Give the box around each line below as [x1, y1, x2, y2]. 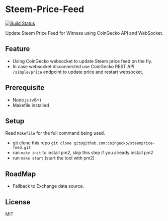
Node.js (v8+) [12, 97, 42, 103]
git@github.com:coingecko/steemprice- [73, 141, 155, 146]
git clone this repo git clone [12, 140, 72, 146]
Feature [5, 44, 30, 53]
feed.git [12, 145, 31, 150]
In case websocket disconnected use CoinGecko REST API [12, 63, 135, 69]
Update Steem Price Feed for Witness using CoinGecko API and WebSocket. [5, 30, 163, 36]
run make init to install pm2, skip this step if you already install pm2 [12, 150, 153, 156]
